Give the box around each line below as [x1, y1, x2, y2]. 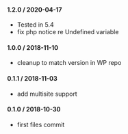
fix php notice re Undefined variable [16, 28, 119, 36]
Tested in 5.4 [16, 21, 55, 29]
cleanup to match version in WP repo [16, 59, 122, 67]
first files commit [16, 120, 65, 129]
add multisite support [16, 90, 77, 98]
